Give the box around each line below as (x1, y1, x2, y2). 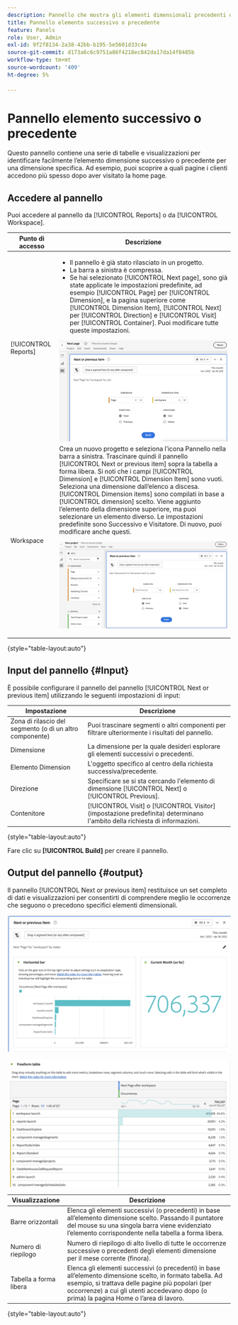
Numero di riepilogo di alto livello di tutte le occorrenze (67, 1238, 227, 1247)
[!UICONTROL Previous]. (87, 792, 160, 801)
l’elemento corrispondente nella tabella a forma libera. (67, 1228, 224, 1238)
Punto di (18, 234, 45, 243)
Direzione (10, 784, 39, 793)
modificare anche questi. (59, 527, 132, 536)
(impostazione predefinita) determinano (87, 809, 204, 818)
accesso (18, 241, 45, 250)
